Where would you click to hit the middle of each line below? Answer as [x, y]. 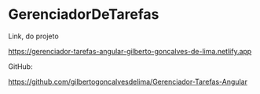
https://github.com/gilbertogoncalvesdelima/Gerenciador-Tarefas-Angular [128, 81]
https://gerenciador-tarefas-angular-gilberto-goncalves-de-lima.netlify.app [130, 51]
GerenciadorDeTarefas [84, 14]
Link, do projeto [33, 36]
